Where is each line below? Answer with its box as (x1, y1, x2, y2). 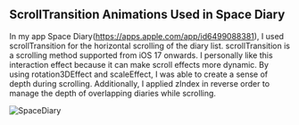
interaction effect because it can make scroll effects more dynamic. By (9, 59, 270, 70)
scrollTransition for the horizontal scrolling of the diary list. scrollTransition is (9, 40, 290, 51)
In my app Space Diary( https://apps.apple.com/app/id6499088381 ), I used (9, 30, 284, 41)
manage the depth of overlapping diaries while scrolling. (9, 87, 217, 98)
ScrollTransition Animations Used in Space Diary (9, 7, 286, 22)
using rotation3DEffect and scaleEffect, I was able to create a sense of (9, 69, 269, 79)
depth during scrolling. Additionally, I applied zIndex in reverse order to (9, 78, 270, 88)
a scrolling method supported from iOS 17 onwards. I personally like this (9, 49, 274, 61)
